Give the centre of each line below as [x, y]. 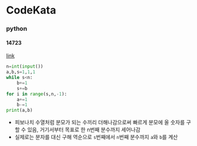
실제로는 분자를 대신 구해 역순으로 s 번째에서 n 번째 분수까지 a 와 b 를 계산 [96, 137]
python [17, 29]
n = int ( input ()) [25, 67]
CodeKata [31, 10]
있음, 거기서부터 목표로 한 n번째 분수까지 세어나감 [84, 130]
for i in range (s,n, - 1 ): [37, 94]
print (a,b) [19, 110]
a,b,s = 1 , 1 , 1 [21, 72]
